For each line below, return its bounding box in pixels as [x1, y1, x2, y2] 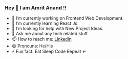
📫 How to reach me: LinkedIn [11, 36, 72, 42]
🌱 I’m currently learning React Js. [11, 20, 79, 26]
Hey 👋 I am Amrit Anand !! [4, 4, 67, 11]
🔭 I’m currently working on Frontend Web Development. [11, 15, 124, 21]
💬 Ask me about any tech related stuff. [11, 31, 89, 37]
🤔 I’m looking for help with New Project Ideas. [11, 26, 104, 31]
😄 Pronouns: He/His [11, 43, 53, 49]
